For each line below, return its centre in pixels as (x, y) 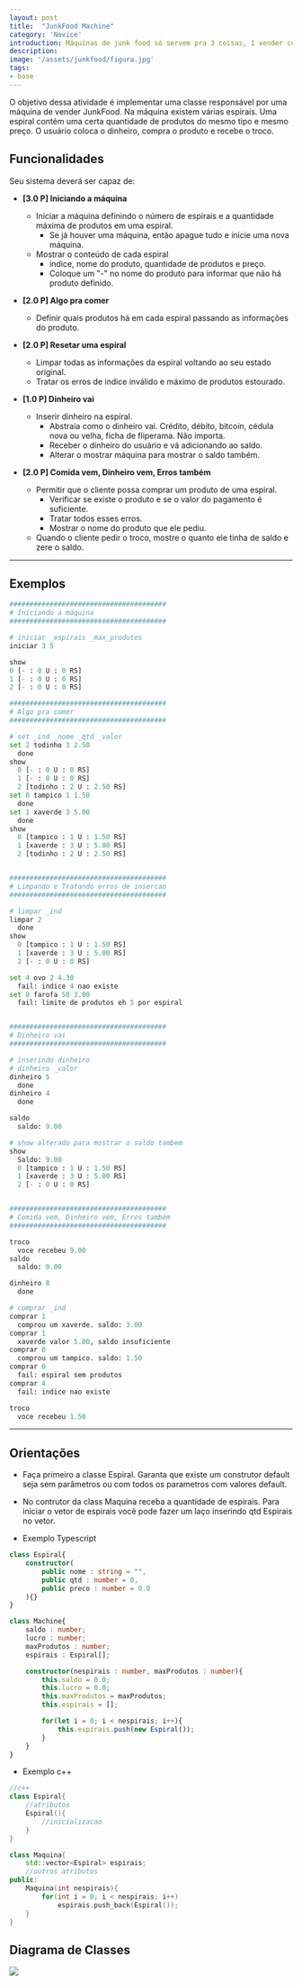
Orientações (45, 1453)
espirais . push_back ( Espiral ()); (118, 1905)
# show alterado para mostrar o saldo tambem (96, 1143)
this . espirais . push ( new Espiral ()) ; (126, 1729)
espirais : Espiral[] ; (68, 1655)
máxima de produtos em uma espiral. (104, 225)
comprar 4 (28, 1383)
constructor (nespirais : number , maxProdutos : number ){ (134, 1671)
